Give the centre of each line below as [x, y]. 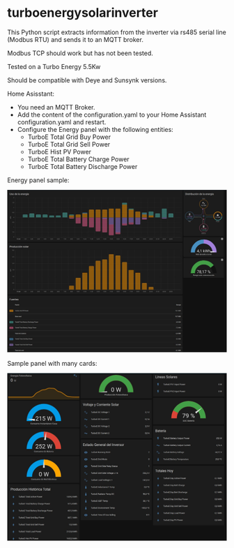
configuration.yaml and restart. [62, 122]
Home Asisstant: [31, 94]
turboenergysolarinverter [83, 13]
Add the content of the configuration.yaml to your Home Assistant [112, 114]
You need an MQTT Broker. [56, 107]
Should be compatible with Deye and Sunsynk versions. [87, 80]
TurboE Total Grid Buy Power [69, 137]
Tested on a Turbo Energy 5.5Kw [54, 66]
